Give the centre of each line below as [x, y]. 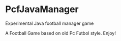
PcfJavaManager [42, 9]
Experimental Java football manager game [50, 23]
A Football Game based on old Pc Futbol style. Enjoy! [60, 33]
